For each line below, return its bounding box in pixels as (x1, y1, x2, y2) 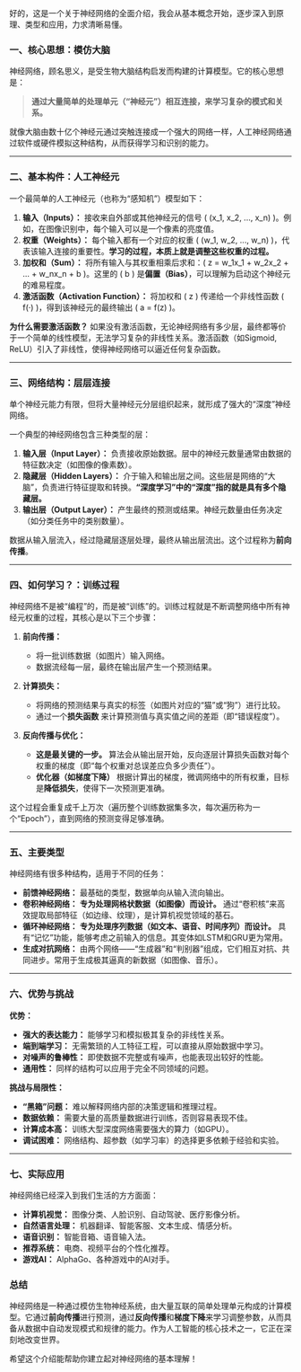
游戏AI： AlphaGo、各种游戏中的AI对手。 (21, 1254, 175, 1265)
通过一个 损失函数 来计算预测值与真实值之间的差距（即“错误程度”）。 (35, 711, 285, 721)
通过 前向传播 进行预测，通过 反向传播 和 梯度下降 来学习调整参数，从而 (32, 1312, 284, 1323)
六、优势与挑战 (9, 987, 74, 1000)
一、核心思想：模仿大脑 (9, 43, 110, 56)
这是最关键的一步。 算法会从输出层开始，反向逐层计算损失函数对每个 (35, 749, 289, 760)
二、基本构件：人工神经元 (9, 171, 120, 183)
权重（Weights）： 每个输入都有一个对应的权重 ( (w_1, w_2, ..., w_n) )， (21, 235, 282, 245)
